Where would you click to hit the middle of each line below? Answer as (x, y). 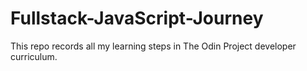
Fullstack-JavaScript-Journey (137, 18)
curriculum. (34, 56)
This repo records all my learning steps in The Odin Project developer (153, 46)
